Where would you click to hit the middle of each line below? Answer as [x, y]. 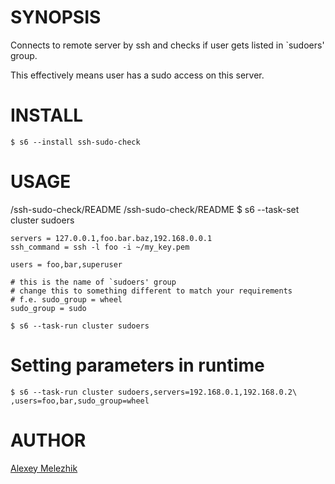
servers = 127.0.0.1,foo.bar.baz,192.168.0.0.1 [111, 238]
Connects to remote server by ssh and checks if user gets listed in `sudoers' [167, 45]
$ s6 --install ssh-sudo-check [75, 142]
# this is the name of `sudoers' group [93, 282]
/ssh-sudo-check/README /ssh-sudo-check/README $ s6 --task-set [155, 209]
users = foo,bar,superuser [66, 264]
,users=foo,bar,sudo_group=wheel [80, 401]
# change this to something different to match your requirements [151, 291]
